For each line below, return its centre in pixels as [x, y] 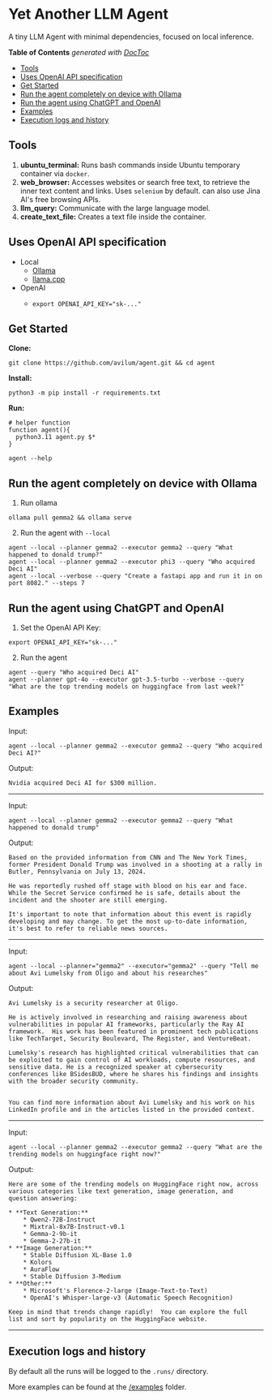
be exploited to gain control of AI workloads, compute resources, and [132, 1060]
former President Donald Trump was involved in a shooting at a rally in [136, 864]
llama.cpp [49, 279]
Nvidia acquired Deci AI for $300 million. [83, 783]
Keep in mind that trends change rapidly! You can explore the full [128, 1312]
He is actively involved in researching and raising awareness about [128, 1017]
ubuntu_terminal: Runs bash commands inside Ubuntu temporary [130, 165]
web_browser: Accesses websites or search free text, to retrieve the [135, 182]
